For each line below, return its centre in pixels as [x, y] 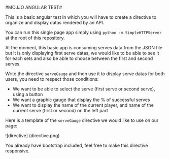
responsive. [18, 151]
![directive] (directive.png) [32, 136]
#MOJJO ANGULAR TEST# [34, 7]
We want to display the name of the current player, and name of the [83, 105]
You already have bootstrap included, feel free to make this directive [77, 145]
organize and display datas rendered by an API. [55, 23]
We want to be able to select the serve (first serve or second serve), [84, 89]
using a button [28, 94]
